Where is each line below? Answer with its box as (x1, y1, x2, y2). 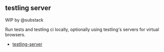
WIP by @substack (5, 17, 43, 23)
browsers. (5, 31, 26, 37)
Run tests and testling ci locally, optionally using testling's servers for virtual (5, 26, 159, 32)
